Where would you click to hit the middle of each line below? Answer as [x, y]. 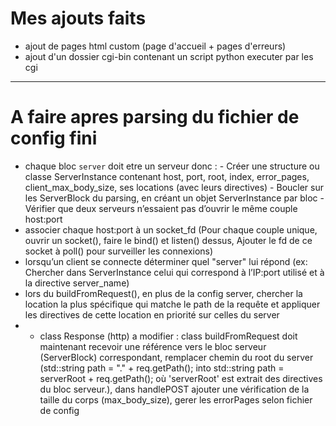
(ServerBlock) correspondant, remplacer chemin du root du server [176, 357]
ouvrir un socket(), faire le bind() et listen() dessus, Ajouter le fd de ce [168, 240]
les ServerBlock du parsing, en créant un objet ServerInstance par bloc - [174, 198]
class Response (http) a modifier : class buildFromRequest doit [168, 336]
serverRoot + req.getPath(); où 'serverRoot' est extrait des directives [181, 378]
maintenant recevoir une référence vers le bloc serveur [153, 346]
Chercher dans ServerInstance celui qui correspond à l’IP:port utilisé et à [174, 272]
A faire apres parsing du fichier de [155, 117]
